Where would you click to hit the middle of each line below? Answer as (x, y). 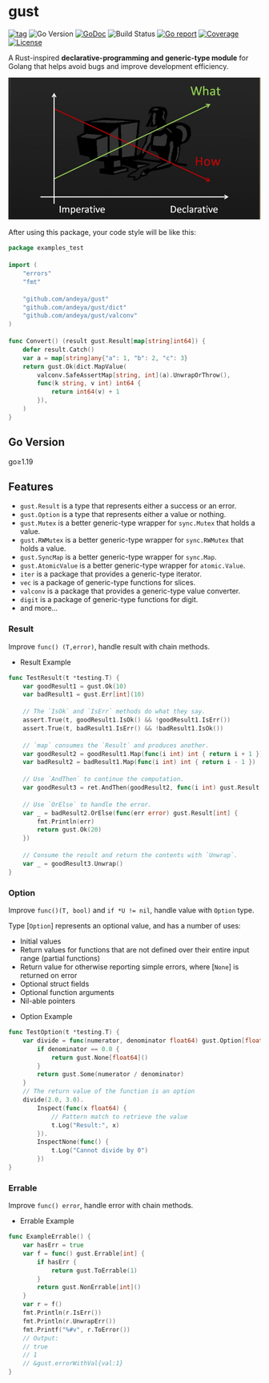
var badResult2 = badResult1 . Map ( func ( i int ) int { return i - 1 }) (139, 762)
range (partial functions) (60, 958)
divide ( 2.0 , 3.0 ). (53, 1100)
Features (31, 487)
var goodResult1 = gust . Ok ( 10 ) (75, 686)
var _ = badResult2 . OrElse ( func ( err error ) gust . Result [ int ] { (130, 813)
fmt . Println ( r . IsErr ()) (62, 1313)
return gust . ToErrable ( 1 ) (94, 1270)
